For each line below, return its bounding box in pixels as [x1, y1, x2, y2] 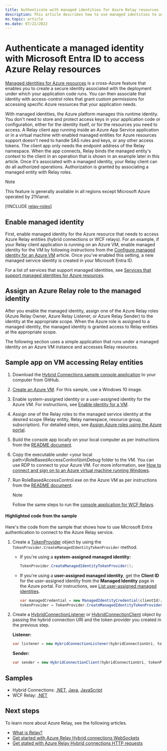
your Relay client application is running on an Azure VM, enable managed [5, 242, 156, 247]
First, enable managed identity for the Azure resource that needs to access [5, 231, 159, 237]
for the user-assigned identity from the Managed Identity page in [19, 578, 155, 584]
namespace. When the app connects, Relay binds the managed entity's [5, 148, 152, 154]
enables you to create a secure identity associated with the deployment [5, 86, 152, 92]
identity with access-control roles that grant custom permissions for [5, 96, 145, 102]
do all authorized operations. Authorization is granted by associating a [5, 164, 149, 170]
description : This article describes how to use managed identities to [5, 12, 157, 17]
